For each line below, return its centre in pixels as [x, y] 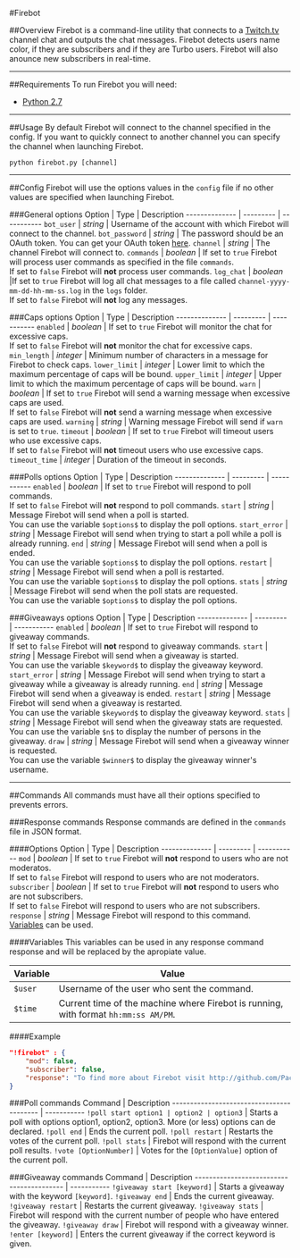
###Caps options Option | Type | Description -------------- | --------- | [140, 317]
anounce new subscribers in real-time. [80, 59]
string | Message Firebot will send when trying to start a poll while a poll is [146, 534]
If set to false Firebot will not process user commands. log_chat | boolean [146, 271]
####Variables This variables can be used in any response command [137, 942]
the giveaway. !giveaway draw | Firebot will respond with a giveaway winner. [149, 1225]
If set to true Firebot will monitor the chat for [190, 327]
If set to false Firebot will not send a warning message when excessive [141, 412]
